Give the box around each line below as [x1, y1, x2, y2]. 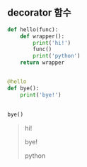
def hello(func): [7, 26, 59, 33]
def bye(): [7, 85, 40, 92]
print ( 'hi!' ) [33, 39, 71, 46]
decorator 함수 [7, 6, 71, 19]
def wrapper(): [20, 33, 65, 40]
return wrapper [20, 59, 65, 66]
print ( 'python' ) [33, 53, 81, 60]
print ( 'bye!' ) [20, 91, 62, 98]
